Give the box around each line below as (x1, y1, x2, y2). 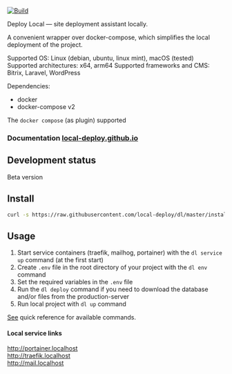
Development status (7, 155, 97, 166)
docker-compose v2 (17, 103, 75, 110)
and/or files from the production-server (17, 293, 130, 301)
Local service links (7, 328, 62, 337)
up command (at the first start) (17, 256, 104, 264)
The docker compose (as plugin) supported (7, 116, 126, 124)
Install (7, 193, 35, 205)
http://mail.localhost (7, 359, 64, 367)
